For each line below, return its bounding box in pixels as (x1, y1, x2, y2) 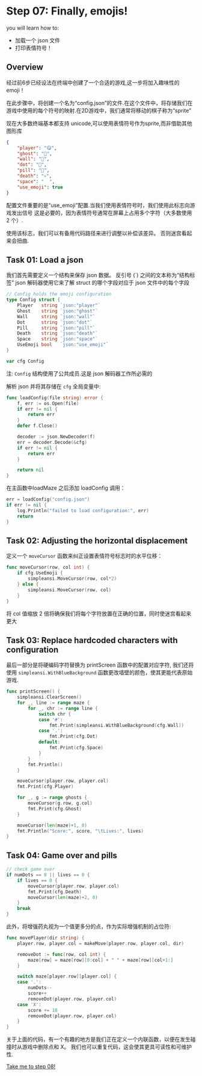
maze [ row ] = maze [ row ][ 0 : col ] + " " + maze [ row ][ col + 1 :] (28, 957, 174, 963)
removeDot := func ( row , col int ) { (17, 951, 106, 958)
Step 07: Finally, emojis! (6, 4, 128, 18)
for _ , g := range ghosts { (17, 795, 87, 801)
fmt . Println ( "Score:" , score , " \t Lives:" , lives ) (17, 828, 144, 834)
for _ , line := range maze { (17, 700, 90, 706)
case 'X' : (17, 1001, 42, 1008)
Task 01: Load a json (6, 255, 84, 265)
